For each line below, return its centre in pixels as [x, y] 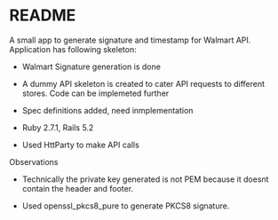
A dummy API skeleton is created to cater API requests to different [143, 83]
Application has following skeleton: [73, 49]
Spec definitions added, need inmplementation [107, 110]
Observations [34, 161]
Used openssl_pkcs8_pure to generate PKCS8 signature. [126, 206]
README [43, 16]
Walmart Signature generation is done [91, 67]
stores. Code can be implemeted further [95, 93]
